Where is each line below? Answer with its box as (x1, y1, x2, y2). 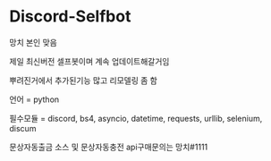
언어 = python (9, 94, 60, 105)
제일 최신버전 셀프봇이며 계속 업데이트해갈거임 (9, 55, 170, 66)
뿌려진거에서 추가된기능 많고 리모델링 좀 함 (9, 74, 158, 86)
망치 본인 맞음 (9, 37, 58, 47)
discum (9, 123, 37, 133)
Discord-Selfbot (9, 6, 131, 27)
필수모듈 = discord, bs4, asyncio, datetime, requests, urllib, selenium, (9, 113, 263, 123)
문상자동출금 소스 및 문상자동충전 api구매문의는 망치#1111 (9, 141, 208, 152)
